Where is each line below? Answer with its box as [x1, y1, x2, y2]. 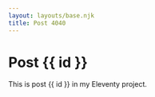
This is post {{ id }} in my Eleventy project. [8, 80, 148, 89]
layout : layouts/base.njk [8, 11, 94, 20]
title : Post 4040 [8, 19, 66, 27]
